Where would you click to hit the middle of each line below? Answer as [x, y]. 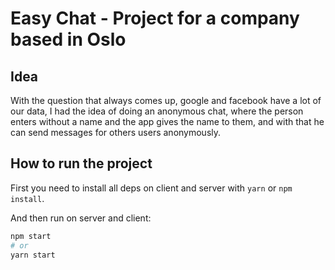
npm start [31, 236]
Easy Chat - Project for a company [155, 18]
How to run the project [81, 163]
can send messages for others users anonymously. [116, 132]
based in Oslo [68, 39]
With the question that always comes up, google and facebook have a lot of [166, 100]
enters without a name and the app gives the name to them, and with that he [167, 121]
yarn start [33, 255]
